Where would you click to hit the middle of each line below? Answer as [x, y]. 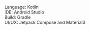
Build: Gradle [18, 17]
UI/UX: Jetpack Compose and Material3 [45, 22]
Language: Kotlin [22, 7]
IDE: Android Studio [25, 12]
